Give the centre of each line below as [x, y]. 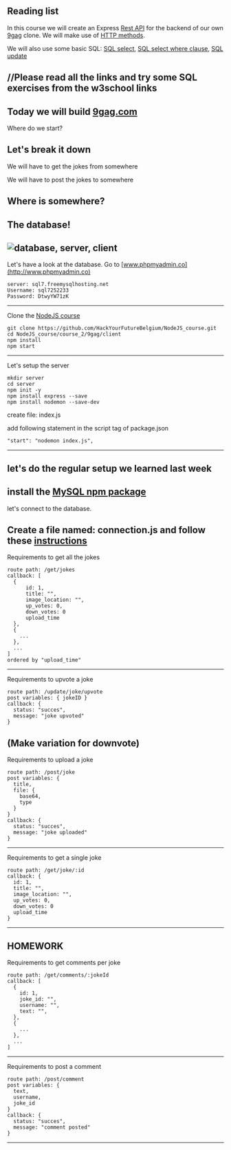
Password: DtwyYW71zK [38, 296]
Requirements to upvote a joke [50, 680]
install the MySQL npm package [77, 492]
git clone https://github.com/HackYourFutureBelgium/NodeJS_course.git [112, 328]
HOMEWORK [35, 946]
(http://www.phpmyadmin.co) [49, 272]
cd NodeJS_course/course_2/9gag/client [64, 334]
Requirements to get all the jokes [54, 557]
